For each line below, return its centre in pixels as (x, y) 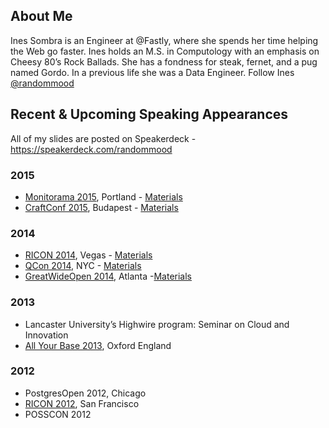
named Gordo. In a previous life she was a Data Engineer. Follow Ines (152, 72)
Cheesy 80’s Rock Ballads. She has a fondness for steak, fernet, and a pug (164, 61)
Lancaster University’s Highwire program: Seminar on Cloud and (157, 324)
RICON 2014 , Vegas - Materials (88, 255)
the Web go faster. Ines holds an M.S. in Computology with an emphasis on (165, 51)
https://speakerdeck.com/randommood (91, 149)
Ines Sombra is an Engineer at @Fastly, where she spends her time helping (164, 40)
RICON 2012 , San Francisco (82, 403)
